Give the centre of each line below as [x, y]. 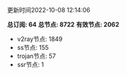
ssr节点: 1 [30, 64]
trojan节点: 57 [36, 56]
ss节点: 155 [33, 47]
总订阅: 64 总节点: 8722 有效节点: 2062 [63, 25]
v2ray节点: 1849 [40, 39]
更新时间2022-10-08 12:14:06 [49, 10]
